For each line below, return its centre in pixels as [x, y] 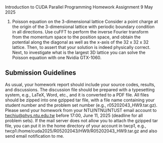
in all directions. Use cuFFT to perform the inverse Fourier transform [80, 32]
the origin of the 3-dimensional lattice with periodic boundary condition [83, 27]
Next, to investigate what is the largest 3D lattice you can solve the [79, 52]
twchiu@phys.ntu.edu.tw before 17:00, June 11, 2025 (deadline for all [74, 115]
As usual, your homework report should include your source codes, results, [80, 84]
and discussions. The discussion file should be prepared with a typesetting [80, 90]
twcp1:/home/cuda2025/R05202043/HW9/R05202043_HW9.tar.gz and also [81, 131]
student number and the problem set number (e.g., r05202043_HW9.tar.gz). [81, 105]
